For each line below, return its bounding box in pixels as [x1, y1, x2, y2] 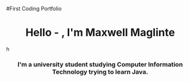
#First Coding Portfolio [6, 5, 62, 12]
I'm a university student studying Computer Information [17, 60, 183, 68]
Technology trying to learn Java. [52, 68, 148, 76]
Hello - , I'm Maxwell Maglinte [25, 26, 175, 39]
